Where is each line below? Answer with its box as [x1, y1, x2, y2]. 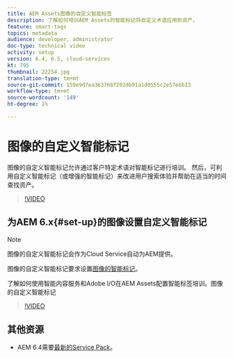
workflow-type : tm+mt [7, 88, 70, 95]
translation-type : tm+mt [7, 74, 79, 82]
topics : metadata [7, 29, 58, 37]
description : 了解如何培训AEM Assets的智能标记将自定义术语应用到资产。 [7, 17, 198, 24]
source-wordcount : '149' [7, 95, 79, 101]
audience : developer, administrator [7, 36, 113, 43]
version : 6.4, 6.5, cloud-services [7, 56, 111, 63]
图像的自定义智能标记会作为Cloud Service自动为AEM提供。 [7, 250, 177, 258]
